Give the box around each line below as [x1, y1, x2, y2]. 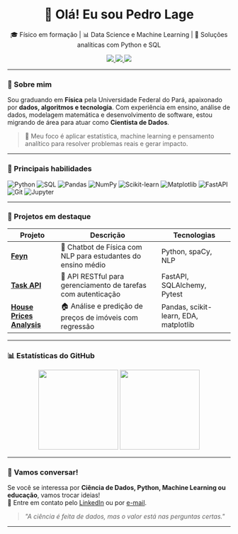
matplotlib [161, 320, 195, 330]
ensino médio [60, 260, 106, 269]
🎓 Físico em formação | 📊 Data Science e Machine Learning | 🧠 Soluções [10, 30, 228, 38]
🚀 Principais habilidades [7, 164, 92, 174]
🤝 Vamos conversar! [7, 467, 79, 477]
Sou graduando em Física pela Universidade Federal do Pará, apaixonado [7, 96, 223, 104]
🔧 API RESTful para [60, 271, 125, 281]
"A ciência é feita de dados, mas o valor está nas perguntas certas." [24, 512, 225, 521]
